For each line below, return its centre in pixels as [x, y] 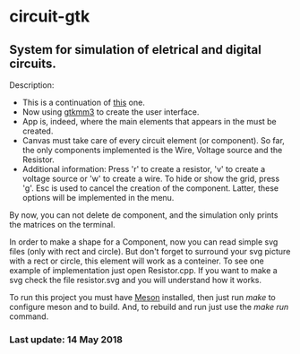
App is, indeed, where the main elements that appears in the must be [150, 121]
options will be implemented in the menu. [98, 198]
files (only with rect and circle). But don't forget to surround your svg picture [150, 251]
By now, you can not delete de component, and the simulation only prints [144, 215]
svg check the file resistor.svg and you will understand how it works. [136, 280]
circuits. [33, 63]
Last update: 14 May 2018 [66, 340]
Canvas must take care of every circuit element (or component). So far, [153, 140]
